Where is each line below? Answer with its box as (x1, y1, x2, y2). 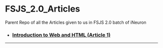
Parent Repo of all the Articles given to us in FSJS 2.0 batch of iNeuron (5, 19, 147, 25)
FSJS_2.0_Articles (5, 3, 81, 15)
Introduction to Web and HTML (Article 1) (12, 32, 111, 38)
